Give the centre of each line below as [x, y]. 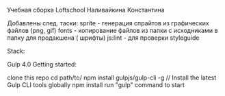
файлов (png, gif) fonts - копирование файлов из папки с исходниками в [112, 31]
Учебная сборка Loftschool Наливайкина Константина [86, 10]
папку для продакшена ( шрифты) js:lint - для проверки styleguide [103, 38]
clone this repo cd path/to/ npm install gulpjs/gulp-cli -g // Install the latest [112, 77]
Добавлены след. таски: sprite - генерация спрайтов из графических [108, 23]
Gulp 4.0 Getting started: [42, 64]
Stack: [16, 51]
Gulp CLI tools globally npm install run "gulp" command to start [96, 85]
